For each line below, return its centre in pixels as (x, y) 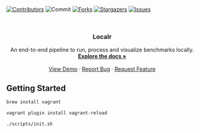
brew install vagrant (34, 102)
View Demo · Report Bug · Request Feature (102, 69)
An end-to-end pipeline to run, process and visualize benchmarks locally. (102, 50)
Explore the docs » (102, 56)
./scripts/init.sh (29, 124)
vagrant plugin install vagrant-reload (57, 113)
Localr (102, 36)
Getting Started (36, 88)
